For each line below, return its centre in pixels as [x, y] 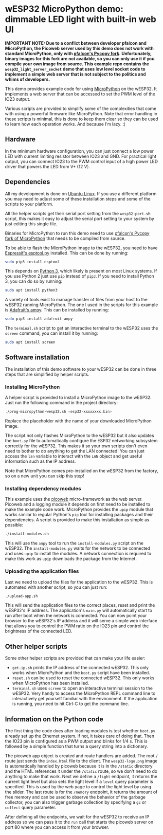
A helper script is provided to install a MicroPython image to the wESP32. [78, 398]
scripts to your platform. [29, 204]
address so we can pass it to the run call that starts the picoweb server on [79, 822]
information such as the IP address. [41, 461]
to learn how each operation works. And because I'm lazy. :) [65, 124]
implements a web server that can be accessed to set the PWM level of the [80, 94]
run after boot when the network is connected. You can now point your [76, 616]
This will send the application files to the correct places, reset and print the [80, 605]
